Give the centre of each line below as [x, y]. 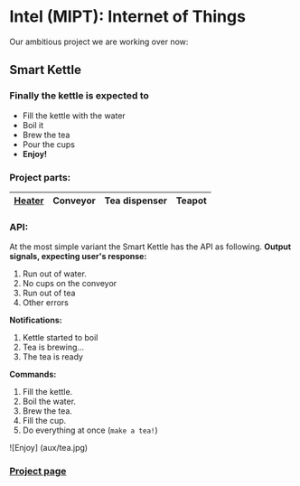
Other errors [46, 303]
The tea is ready [53, 357]
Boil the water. [49, 402]
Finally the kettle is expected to [79, 96]
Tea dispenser [136, 201]
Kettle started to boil [60, 338]
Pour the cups [48, 144]
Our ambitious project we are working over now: [99, 42]
